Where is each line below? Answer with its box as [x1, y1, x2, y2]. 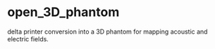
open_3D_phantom [7, 4, 120, 20]
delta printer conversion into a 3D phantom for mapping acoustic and [7, 27, 208, 36]
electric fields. [7, 34, 49, 43]
